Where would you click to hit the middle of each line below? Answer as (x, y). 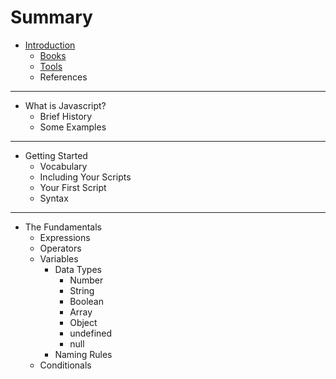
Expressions (65, 237)
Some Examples (73, 127)
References (63, 77)
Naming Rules (83, 354)
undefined (91, 333)
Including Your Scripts (85, 177)
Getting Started (56, 155)
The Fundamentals (63, 227)
